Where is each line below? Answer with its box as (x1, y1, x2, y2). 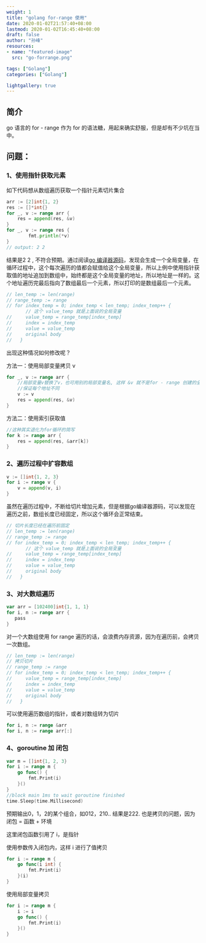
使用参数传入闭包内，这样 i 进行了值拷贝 (6, 844, 108, 851)
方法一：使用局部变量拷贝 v (6, 362, 75, 369)
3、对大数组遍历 (6, 589, 55, 598)
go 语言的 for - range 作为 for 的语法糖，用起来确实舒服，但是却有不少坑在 (6, 124, 195, 132)
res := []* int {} (6, 204, 48, 210)
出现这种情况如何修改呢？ (6, 349, 71, 356)
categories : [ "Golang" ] (6, 71, 67, 77)
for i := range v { (6, 479, 56, 486)
